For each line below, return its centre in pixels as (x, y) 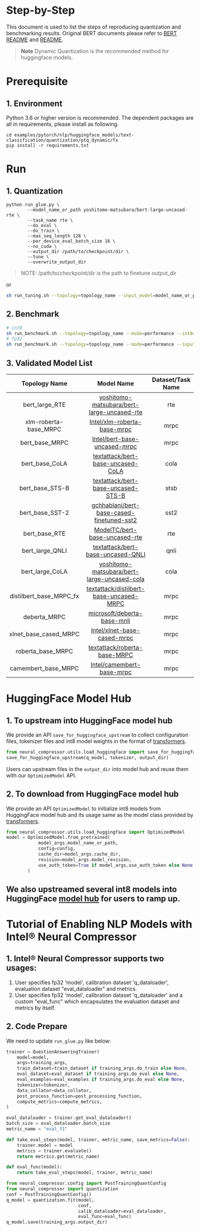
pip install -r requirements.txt (48, 145)
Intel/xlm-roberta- (115, 422)
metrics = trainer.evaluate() (54, 1151)
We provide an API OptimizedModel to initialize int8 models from (84, 809)
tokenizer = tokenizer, (43, 1085)
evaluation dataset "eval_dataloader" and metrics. (76, 988)
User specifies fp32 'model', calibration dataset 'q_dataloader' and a (99, 995)
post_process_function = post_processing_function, (80, 1096)
